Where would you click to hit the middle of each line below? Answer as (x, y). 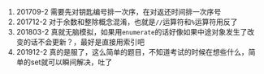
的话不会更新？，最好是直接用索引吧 (84, 42)
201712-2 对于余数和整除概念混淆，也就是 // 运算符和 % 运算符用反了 (127, 22)
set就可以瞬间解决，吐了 (71, 62)
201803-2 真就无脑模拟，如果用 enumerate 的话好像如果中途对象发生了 (132, 32)
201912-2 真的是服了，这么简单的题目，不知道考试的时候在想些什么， (132, 52)
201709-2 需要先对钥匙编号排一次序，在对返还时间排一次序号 (119, 12)
